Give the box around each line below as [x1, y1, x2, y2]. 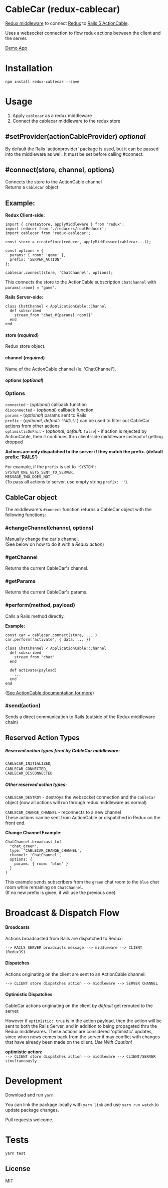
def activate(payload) [10, 667, 57, 673]
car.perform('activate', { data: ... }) [5, 637, 91, 642]
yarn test [5, 1151, 26, 1156]
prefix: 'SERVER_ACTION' [10, 257, 62, 262]
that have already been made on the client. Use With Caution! [5, 1039, 132, 1045]
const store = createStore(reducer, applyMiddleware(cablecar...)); [5, 240, 151, 245]
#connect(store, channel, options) [5, 166, 114, 174]
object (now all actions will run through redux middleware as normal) [5, 800, 147, 806]
